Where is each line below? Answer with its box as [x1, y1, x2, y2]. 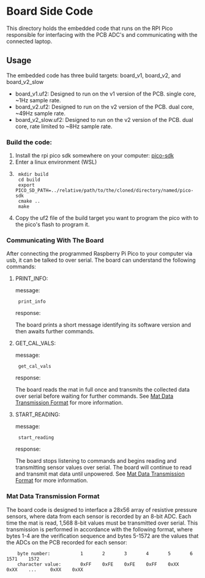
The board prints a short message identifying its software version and [15, 321, 192, 329]
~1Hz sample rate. [15, 96, 61, 104]
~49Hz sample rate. [15, 109, 66, 117]
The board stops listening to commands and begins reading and [15, 457, 177, 465]
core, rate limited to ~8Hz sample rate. [15, 123, 113, 130]
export [18, 182, 35, 188]
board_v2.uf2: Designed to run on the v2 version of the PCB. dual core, [15, 103, 194, 110]
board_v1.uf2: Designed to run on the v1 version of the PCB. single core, [15, 90, 196, 97]
